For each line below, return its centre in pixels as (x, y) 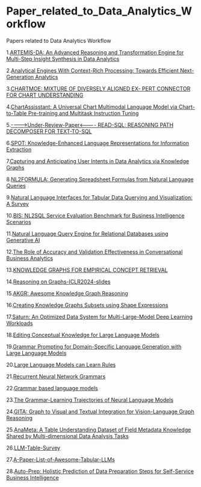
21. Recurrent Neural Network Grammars (56, 376)
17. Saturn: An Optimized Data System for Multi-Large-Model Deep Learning (100, 317)
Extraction (19, 149)
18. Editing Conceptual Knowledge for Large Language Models (83, 335)
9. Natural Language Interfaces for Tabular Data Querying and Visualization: (99, 197)
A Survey (17, 204)
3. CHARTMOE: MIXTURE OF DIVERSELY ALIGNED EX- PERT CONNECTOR (98, 88)
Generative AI (23, 240)
